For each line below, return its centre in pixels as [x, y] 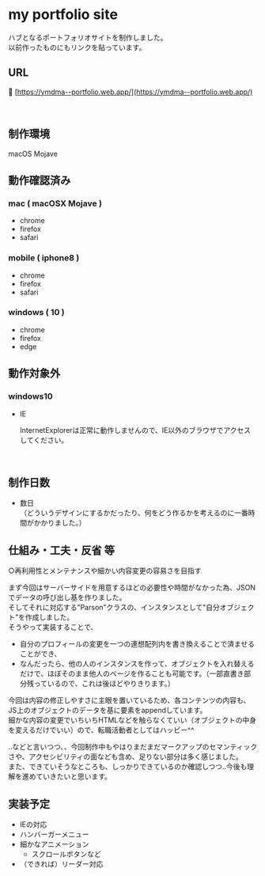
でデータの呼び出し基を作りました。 [67, 597]
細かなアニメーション [54, 844]
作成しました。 [49, 617]
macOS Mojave [33, 154]
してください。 [44, 440]
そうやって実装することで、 [53, 628]
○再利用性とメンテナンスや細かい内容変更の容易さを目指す [105, 571]
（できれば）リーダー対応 [61, 863]
